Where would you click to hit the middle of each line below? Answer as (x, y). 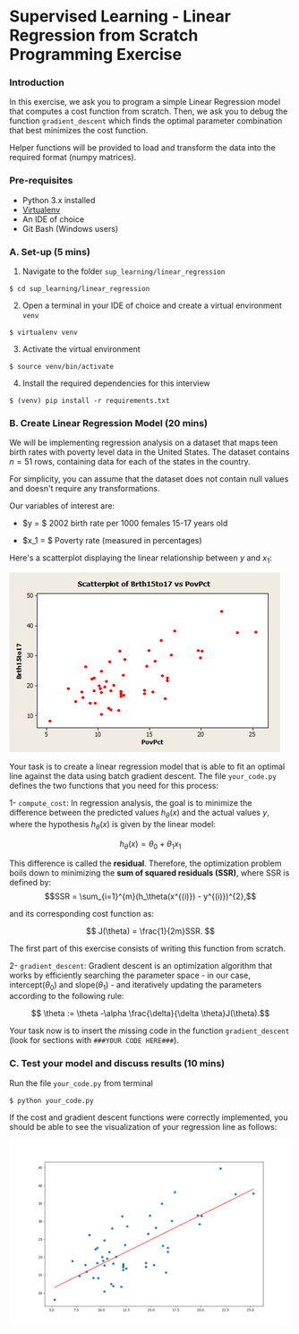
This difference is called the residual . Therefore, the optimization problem (145, 863)
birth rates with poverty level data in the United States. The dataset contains (149, 452)
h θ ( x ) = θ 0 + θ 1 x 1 (150, 845)
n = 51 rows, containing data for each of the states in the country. (130, 462)
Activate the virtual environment (81, 349)
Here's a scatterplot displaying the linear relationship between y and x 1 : (141, 559)
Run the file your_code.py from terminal (81, 1083)
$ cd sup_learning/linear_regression (80, 289)
